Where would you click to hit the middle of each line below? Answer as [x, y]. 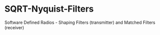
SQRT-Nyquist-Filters [49, 9]
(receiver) [14, 27]
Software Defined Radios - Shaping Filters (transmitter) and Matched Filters [80, 22]
